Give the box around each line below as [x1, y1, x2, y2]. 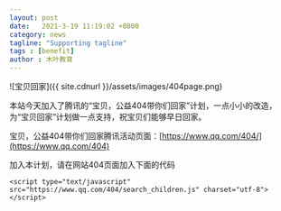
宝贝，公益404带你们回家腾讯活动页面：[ [9, 131, 163, 141]
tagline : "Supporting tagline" [9, 38, 127, 48]
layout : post [9, 13, 59, 23]
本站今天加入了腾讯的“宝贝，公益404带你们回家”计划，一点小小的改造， [9, 100, 277, 111]
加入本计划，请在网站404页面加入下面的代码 [9, 160, 175, 170]
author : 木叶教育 [9, 55, 74, 64]
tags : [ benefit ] [9, 47, 75, 56]
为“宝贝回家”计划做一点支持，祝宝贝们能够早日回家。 [9, 112, 207, 122]
